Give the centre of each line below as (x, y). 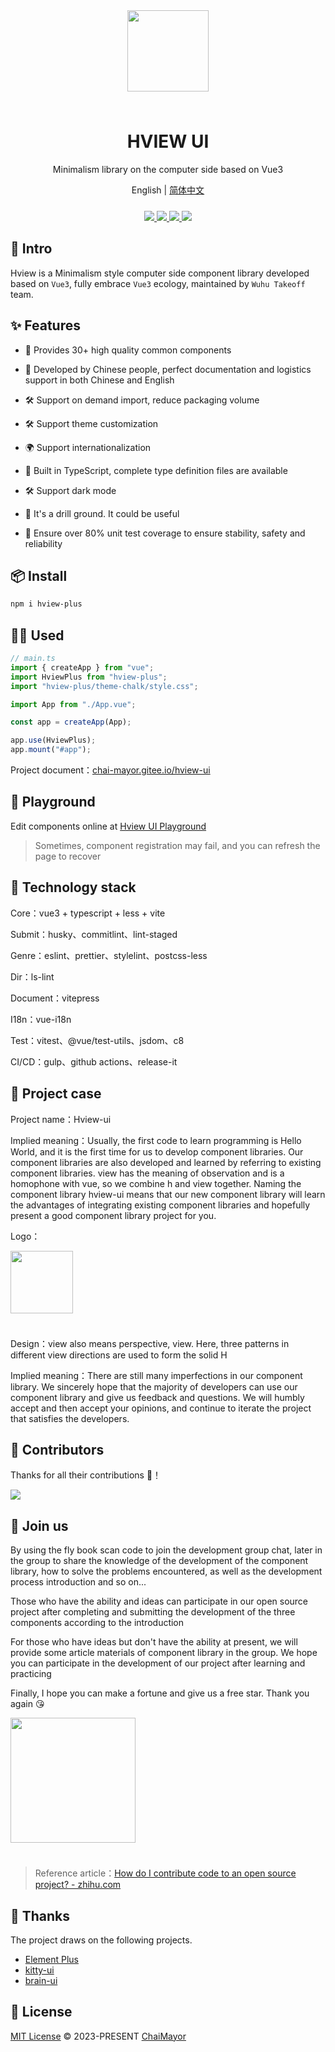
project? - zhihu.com (78, 1885)
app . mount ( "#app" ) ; (51, 750)
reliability (43, 543)
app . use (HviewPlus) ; (53, 740)
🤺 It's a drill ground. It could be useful (102, 513)
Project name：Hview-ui (61, 1119)
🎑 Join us (39, 1525)
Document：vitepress (55, 998)
